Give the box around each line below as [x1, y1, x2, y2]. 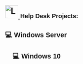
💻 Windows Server [5, 31, 67, 39]
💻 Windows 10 [12, 52, 61, 60]
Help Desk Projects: [20, 12, 79, 20]
